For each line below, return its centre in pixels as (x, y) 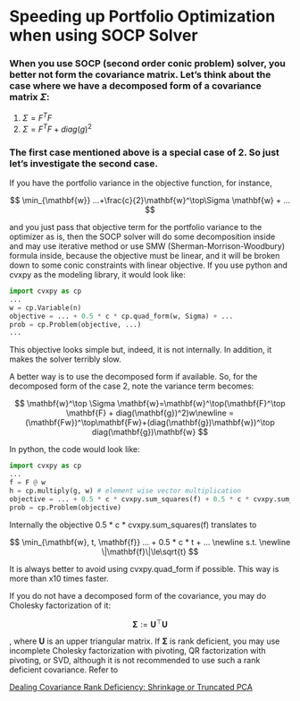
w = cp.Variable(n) (46, 308)
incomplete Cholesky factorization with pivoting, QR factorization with (137, 651)
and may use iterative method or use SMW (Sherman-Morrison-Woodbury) (147, 246)
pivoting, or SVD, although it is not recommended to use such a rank (135, 661)
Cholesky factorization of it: (60, 605)
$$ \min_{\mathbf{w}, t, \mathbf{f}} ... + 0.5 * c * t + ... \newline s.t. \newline (150, 542)
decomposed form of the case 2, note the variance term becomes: (132, 386)
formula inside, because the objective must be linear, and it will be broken (145, 256)
